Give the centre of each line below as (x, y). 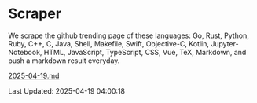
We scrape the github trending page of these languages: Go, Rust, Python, (129, 35)
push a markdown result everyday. (64, 61)
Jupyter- (225, 43)
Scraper (35, 14)
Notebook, (25, 52)
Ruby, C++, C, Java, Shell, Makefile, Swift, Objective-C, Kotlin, (109, 43)
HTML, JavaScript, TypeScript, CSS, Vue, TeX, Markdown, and (145, 52)
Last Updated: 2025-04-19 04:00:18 (67, 90)
